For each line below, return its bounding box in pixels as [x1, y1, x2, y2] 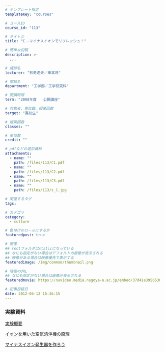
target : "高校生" [5, 110, 38, 116]
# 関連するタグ [5, 196, 32, 201]
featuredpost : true [5, 232, 45, 238]
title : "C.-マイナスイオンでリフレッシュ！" [5, 39, 87, 44]
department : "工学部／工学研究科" [5, 84, 69, 89]
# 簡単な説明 [5, 48, 28, 53]
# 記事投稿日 [5, 287, 28, 292]
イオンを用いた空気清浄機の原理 [5, 331, 70, 337]
